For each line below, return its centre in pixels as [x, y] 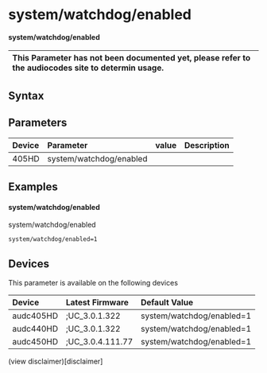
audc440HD [35, 329]
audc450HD [35, 342]
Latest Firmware [97, 302]
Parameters [38, 123]
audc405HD [35, 316]
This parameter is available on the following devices [93, 283]
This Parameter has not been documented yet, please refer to [132, 58]
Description [207, 145]
